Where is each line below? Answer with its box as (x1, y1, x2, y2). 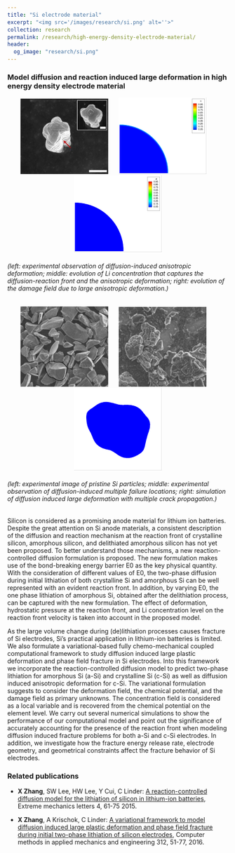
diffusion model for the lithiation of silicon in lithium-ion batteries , (17, 795, 206, 803)
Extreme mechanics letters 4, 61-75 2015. (17, 802, 137, 810)
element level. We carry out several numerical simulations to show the (7, 708, 210, 717)
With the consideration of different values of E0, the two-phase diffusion (7, 568, 217, 577)
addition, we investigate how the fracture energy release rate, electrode (7, 739, 215, 747)
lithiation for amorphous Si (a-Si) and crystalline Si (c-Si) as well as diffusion (7, 671, 228, 680)
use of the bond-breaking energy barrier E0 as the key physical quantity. (7, 561, 217, 570)
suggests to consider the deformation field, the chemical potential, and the (7, 686, 223, 694)
